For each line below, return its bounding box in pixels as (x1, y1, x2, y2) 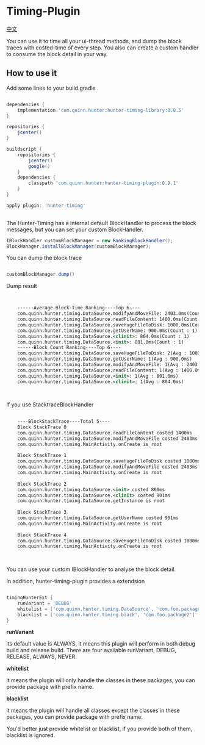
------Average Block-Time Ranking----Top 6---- (17, 305, 140, 311)
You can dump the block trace (6, 254, 82, 262)
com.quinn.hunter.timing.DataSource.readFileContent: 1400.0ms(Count (17, 316, 198, 322)
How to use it (6, 68, 57, 79)
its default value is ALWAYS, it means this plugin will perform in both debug (6, 640, 196, 647)
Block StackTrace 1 (17, 453, 67, 459)
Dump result (6, 283, 38, 290)
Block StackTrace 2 (17, 481, 67, 487)
